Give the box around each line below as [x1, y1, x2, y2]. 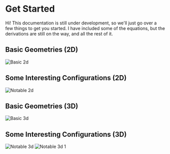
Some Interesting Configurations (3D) [5, 130, 127, 139]
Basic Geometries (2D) [5, 45, 79, 54]
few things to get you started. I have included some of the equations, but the [5, 25, 165, 31]
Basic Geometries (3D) [5, 102, 79, 110]
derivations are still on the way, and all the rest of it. [5, 30, 113, 37]
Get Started [5, 3, 55, 15]
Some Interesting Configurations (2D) [5, 74, 127, 82]
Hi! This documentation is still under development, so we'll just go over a [5, 20, 157, 26]
